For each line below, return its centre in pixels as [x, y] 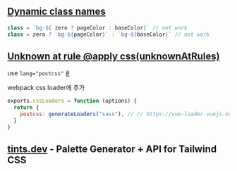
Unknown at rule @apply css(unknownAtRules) [114, 56]
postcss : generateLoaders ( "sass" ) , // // [81, 114]
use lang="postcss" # [38, 73]
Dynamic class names [56, 12]
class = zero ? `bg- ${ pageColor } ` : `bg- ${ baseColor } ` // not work [109, 34]
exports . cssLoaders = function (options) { [72, 101]
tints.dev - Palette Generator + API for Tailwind [112, 150]
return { [26, 108]
